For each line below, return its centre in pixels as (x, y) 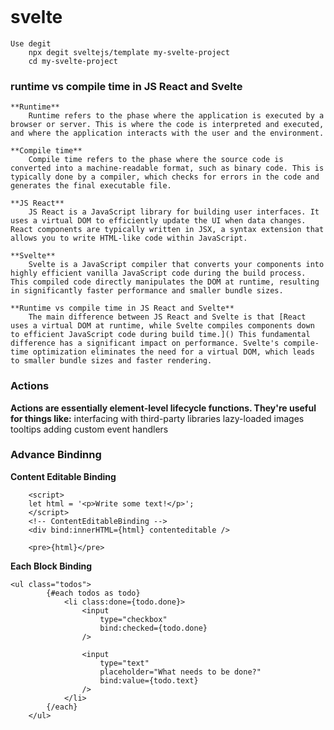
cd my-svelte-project (73, 61)
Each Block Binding (51, 566)
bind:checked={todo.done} (153, 628)
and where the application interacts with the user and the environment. (167, 133)
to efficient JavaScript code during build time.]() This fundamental (160, 335)
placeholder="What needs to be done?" (180, 672)
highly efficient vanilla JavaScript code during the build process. (158, 273)
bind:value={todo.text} (149, 680)
